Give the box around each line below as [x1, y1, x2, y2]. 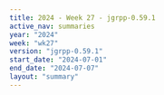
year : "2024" [9, 30, 59, 39]
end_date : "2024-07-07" [9, 64, 100, 73]
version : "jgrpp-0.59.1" [9, 47, 103, 56]
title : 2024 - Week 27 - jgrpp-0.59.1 [9, 13, 156, 23]
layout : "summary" [9, 72, 79, 81]
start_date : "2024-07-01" [9, 55, 107, 64]
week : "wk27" [9, 38, 59, 48]
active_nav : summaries [9, 22, 95, 31]
